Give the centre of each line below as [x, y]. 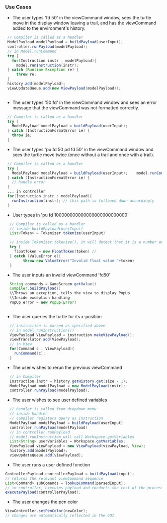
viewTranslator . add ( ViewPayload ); [45, 340]
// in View [21, 344]
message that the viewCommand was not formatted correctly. [76, 107]
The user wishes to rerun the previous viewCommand [67, 367]
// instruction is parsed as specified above [58, 326]
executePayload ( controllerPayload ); [43, 492]
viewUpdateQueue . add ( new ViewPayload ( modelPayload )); [64, 88]
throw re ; [26, 75]
